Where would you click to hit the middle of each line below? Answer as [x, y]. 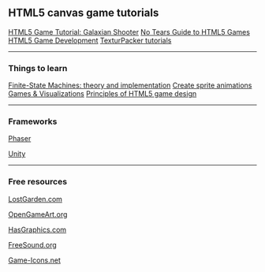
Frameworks [33, 121]
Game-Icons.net [35, 260]
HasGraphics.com [37, 229]
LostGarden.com [35, 199]
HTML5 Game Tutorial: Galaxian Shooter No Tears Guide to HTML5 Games [129, 32]
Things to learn [38, 68]
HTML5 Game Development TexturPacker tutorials [90, 40]
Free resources [38, 182]
